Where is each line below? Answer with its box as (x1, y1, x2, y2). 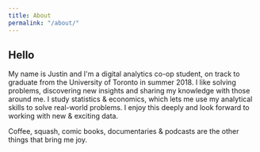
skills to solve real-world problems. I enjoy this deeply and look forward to (8, 103, 250, 112)
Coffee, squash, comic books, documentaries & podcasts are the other (8, 127, 239, 136)
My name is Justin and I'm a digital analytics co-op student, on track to (8, 69, 240, 79)
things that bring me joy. (8, 135, 87, 145)
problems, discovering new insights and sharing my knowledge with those (8, 86, 250, 96)
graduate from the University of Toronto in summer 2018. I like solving (8, 78, 236, 87)
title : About (8, 11, 52, 20)
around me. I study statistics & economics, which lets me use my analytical (8, 94, 253, 104)
